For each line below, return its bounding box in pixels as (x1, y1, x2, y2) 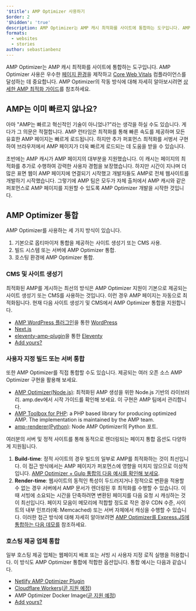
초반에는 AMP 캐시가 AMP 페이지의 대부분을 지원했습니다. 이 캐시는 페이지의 (6, 155, 180, 162)
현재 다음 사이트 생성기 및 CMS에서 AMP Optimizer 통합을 (32, 299, 166, 306)
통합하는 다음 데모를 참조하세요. (14, 521, 86, 528)
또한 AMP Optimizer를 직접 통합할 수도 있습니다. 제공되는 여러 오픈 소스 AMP (6, 369, 183, 376)
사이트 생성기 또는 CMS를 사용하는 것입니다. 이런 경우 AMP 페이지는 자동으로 (6, 292, 182, 299)
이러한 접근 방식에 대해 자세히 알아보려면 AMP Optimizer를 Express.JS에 (22, 513, 190, 520)
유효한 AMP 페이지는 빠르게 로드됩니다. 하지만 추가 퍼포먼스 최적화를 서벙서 (6, 135, 178, 142)
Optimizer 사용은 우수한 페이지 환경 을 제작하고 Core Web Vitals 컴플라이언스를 (6, 71, 187, 78)
